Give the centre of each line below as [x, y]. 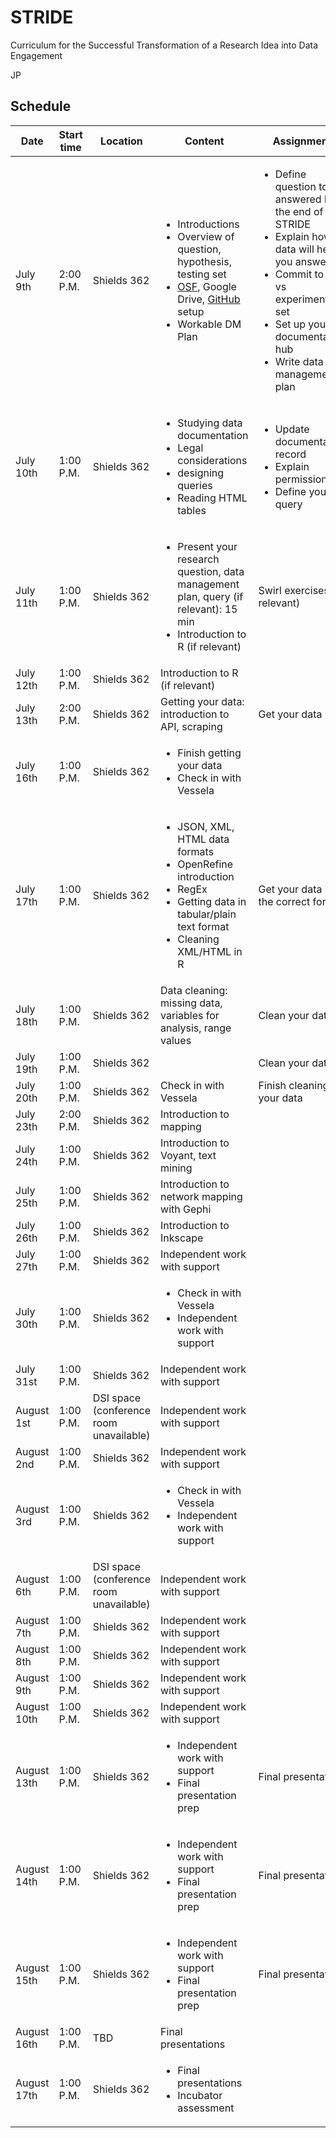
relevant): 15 [207, 609]
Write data [299, 361]
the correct [284, 901]
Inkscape [182, 1238]
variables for [190, 1015]
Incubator [200, 2095]
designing [201, 473]
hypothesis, [204, 261]
